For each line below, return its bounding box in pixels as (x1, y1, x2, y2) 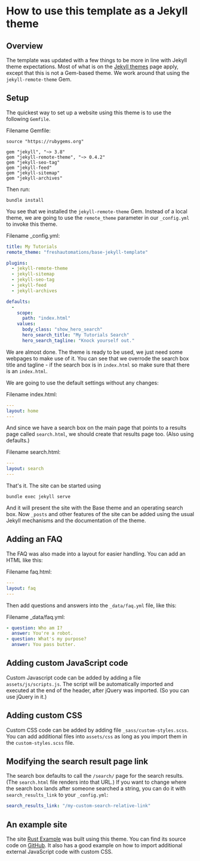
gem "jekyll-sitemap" (6, 169, 60, 176)
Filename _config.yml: (6, 232, 60, 239)
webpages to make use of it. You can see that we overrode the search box (6, 354, 189, 362)
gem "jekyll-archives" (6, 175, 63, 181)
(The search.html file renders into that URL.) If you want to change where (6, 778, 187, 786)
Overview (6, 41, 44, 51)
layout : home (6, 408, 39, 414)
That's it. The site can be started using (6, 482, 101, 489)
